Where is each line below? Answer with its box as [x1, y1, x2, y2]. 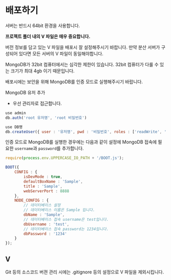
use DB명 [5, 124, 23, 130]
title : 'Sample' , [23, 184, 63, 189]
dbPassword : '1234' [23, 231, 67, 236]
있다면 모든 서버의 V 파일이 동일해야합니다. [18, 50, 103, 57]
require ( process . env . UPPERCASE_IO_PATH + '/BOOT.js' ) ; [5, 156, 124, 161]
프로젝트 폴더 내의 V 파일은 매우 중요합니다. [5, 33, 91, 39]
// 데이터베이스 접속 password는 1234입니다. [23, 226, 109, 232]
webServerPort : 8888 [23, 188, 70, 194]
